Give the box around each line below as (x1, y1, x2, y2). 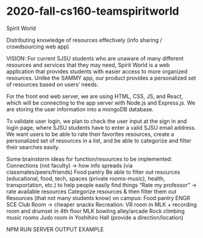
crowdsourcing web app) (6, 43, 69, 50)
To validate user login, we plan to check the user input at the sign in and (6, 117, 187, 125)
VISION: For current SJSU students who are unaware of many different (6, 54, 184, 62)
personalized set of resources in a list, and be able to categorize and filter (6, 136, 192, 144)
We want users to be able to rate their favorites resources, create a (6, 130, 174, 138)
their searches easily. (6, 143, 60, 151)
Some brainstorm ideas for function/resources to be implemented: (6, 155, 173, 163)
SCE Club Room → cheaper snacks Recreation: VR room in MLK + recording (6, 201, 197, 208)
